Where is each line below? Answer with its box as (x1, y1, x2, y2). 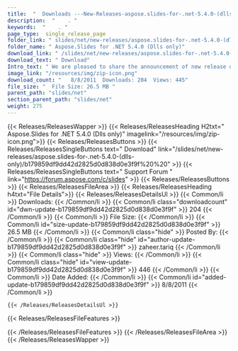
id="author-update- (137, 235, 195, 243)
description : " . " (7, 17, 78, 24)
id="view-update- (80, 257, 132, 266)
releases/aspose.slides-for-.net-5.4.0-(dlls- (7, 152, 135, 160)
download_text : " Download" (7, 57, 91, 64)
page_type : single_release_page (7, 30, 106, 38)
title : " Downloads (7, 10, 72, 18)
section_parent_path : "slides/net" (7, 96, 113, 104)
